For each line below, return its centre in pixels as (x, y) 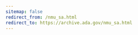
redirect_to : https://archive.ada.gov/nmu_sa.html (69, 23)
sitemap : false (24, 12)
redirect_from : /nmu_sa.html (41, 17)
